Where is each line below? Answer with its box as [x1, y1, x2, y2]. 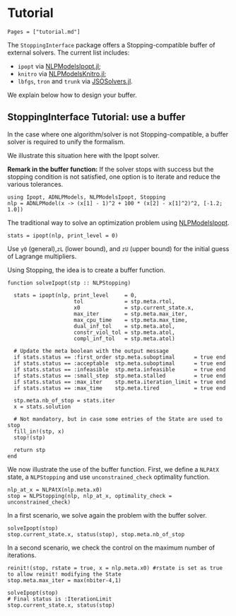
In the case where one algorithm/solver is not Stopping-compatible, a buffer [7, 129, 228, 139]
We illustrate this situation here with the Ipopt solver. [7, 151, 160, 160]
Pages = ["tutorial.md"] [7, 28, 81, 35]
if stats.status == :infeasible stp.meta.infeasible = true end [13, 366, 226, 373]
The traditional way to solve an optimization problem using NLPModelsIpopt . [7, 218, 230, 227]
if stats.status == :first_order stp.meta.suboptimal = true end [13, 354, 226, 361]
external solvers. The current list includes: [7, 48, 130, 57]
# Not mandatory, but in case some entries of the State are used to [13, 415, 223, 422]
